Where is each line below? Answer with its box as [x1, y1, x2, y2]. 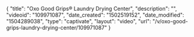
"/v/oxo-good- [152, 18, 188, 24]
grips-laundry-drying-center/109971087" [6, 24, 108, 31]
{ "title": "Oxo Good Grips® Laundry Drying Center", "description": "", [6, 5, 177, 12]
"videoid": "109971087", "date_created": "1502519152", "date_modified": [6, 11, 184, 18]
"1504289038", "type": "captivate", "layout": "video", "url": [6, 18, 151, 24]
